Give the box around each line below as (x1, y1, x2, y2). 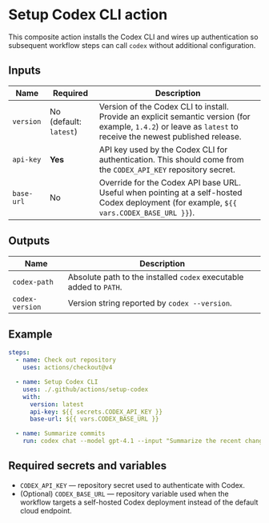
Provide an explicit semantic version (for (98, 110, 251, 122)
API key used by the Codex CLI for (98, 144, 228, 155)
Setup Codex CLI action (8, 6, 168, 24)
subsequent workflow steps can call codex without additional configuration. (8, 40, 256, 50)
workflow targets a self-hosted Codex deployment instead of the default (19, 497, 259, 507)
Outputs (8, 234, 50, 248)
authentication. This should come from (98, 154, 244, 165)
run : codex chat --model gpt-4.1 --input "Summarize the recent (22, 437, 242, 445)
